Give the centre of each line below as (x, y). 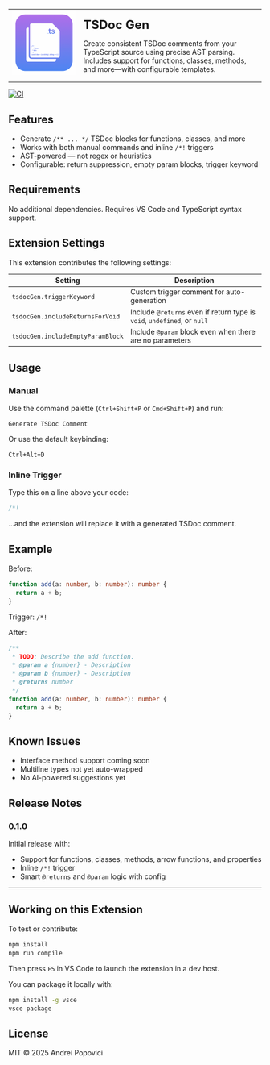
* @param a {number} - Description (71, 665)
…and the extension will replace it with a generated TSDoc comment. (123, 524)
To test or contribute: (43, 929)
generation (148, 301)
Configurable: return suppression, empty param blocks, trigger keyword (139, 164)
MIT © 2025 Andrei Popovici (55, 1053)
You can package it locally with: (61, 984)
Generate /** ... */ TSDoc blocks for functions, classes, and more (133, 139)
